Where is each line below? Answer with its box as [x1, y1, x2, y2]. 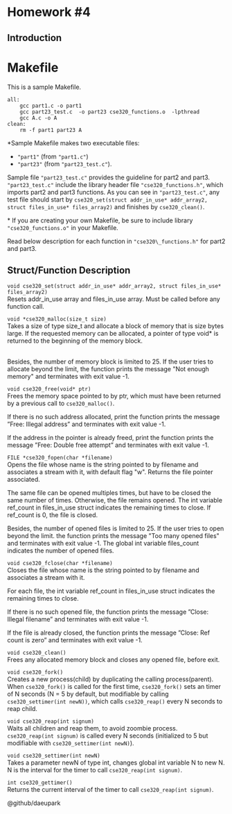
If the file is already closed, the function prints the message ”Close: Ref [7, 628, 210, 637]
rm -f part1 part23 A [19, 127, 82, 133]
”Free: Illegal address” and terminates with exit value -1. [7, 420, 166, 428]
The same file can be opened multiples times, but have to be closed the [7, 489, 211, 497]
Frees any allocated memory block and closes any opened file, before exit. [7, 656, 220, 664]
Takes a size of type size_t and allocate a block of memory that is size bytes [7, 322, 224, 330]
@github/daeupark [7, 799, 61, 807]
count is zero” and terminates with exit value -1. [7, 636, 143, 644]
